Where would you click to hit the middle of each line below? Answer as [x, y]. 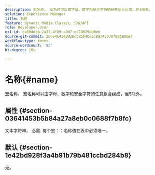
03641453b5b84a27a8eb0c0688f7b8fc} [68, 118]
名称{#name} [32, 80]
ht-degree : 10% [20, 50]
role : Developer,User [27, 28]
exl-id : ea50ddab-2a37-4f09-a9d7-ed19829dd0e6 [53, 32]
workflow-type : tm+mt [27, 41]
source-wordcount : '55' [29, 45]
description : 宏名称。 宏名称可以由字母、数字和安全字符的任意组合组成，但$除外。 [79, 9]
